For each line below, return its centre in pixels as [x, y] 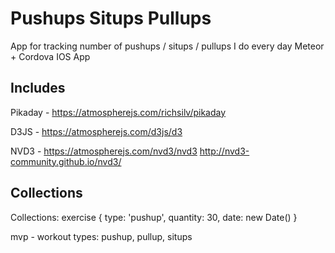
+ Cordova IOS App [50, 56]
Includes [38, 88]
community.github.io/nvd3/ [66, 161]
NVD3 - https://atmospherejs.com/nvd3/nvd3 [104, 151]
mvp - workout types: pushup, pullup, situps [101, 236]
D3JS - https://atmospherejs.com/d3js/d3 [96, 131]
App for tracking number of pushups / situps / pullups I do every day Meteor [167, 46]
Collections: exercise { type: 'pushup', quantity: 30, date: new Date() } [154, 217]
